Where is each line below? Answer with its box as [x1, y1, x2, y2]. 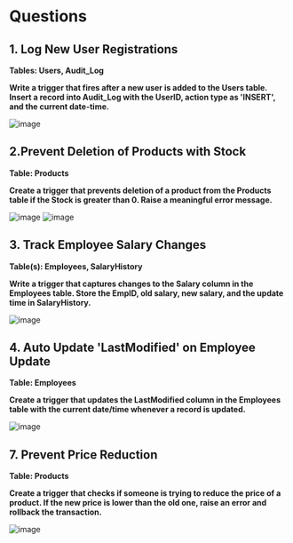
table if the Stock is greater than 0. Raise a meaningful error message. [9, 194, 273, 205]
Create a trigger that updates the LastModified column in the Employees [9, 395, 281, 405]
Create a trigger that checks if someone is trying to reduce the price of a [9, 488, 281, 499]
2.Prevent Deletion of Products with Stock [9, 144, 247, 159]
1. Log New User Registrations [9, 42, 178, 57]
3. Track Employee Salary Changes [9, 237, 207, 252]
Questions [9, 6, 87, 27]
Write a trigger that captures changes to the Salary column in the [9, 278, 254, 289]
